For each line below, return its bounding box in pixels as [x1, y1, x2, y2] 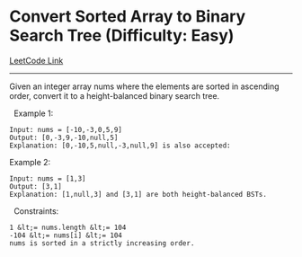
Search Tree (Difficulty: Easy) [9, 25, 235, 46]
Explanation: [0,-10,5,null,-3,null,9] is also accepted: [9, 141, 231, 150]
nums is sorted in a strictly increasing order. [9, 238, 195, 248]
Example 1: [13, 108, 54, 119]
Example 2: [9, 156, 51, 167]
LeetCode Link [9, 55, 64, 66]
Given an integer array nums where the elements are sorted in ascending [9, 81, 280, 92]
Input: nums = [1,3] [9, 173, 87, 183]
